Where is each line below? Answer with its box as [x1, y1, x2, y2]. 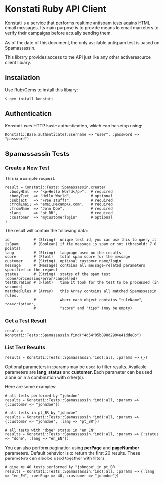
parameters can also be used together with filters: [5, 455, 106, 461]
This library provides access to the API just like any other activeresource [5, 54, 151, 60]
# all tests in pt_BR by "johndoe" [5, 410, 78, 415]
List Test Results [5, 344, 46, 351]
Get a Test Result [5, 317, 47, 324]
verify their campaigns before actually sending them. [5, 30, 112, 36]
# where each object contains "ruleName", [33, 298, 143, 303]
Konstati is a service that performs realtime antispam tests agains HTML [5, 20, 151, 25]
